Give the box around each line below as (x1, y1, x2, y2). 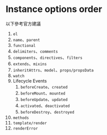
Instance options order (5, 3, 102, 15)
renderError (12, 126, 38, 131)
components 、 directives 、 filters (12, 54, 83, 60)
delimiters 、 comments (12, 48, 58, 54)
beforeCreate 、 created (20, 83, 68, 89)
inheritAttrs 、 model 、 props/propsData (12, 66, 94, 73)
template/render (12, 120, 47, 125)
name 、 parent (12, 36, 40, 42)
